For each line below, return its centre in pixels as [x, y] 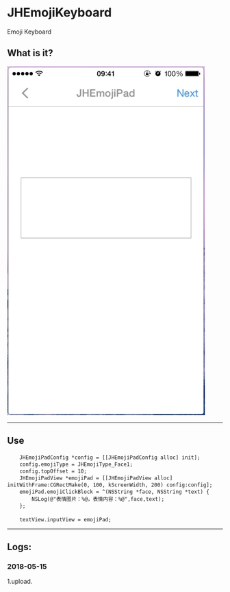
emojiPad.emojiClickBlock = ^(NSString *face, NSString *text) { [115, 492]
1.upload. [20, 582]
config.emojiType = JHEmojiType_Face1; [76, 464]
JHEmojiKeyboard [60, 13]
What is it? [30, 53]
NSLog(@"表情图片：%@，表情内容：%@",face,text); [98, 499]
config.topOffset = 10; [53, 471]
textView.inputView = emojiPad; [65, 519]
